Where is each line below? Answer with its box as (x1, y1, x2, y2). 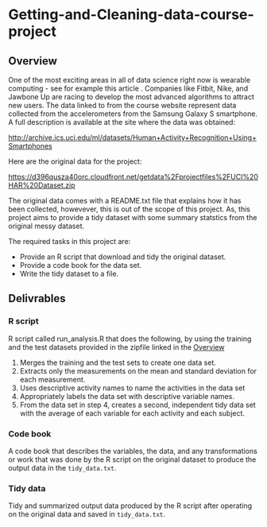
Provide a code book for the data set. (19, 261, 142, 269)
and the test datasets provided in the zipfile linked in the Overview (8, 342, 225, 351)
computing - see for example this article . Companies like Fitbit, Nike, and (8, 83, 249, 93)
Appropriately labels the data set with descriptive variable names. (19, 391, 234, 401)
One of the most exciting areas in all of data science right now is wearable (8, 76, 251, 84)
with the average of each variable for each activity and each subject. (19, 408, 245, 418)
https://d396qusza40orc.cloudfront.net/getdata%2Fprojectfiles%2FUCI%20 (8, 172, 259, 181)
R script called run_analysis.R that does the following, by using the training (8, 334, 252, 343)
